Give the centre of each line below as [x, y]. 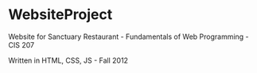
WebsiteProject [60, 15]
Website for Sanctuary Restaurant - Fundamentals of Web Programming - [128, 36]
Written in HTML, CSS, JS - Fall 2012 [68, 60]
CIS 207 [21, 44]
